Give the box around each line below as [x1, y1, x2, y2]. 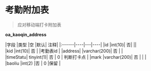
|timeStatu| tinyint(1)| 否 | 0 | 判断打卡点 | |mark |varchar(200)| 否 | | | [5, 54, 147, 60]
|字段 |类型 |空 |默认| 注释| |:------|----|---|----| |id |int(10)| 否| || [5, 41, 137, 47]
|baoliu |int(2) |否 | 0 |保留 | [5, 60, 61, 66]
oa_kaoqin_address [5, 32, 46, 37]
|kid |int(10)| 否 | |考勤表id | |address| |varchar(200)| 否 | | [5, 48, 123, 54]
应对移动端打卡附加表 [17, 22, 61, 28]
